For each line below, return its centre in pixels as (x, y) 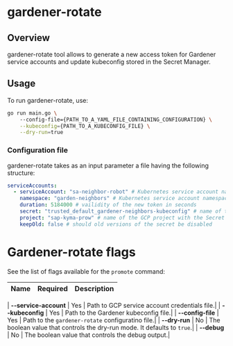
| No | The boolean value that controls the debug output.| (89, 335)
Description (94, 288)
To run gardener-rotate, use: (48, 100)
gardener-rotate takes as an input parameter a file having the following (108, 165)
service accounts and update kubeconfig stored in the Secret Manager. (109, 62)
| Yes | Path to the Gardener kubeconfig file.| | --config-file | (132, 313)
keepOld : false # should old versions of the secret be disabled (116, 224)
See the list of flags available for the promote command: (86, 271)
